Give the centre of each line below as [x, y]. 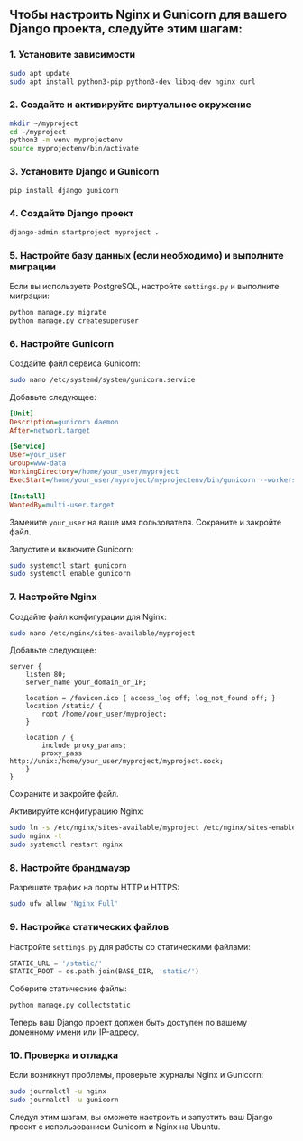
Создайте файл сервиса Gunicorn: [75, 363]
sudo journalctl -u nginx [58, 1091]
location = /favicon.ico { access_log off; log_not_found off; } [151, 698]
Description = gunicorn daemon [64, 422]
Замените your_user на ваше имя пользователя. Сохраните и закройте [146, 522]
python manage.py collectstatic [70, 1005]
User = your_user [38, 455]
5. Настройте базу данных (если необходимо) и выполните [147, 255]
